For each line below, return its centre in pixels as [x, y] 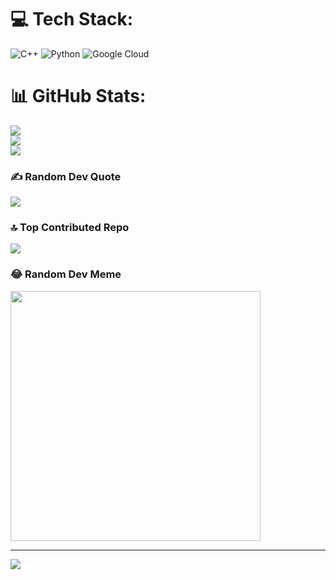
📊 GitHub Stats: [78, 96]
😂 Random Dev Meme [66, 274]
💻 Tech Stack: [72, 19]
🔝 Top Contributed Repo [70, 228]
